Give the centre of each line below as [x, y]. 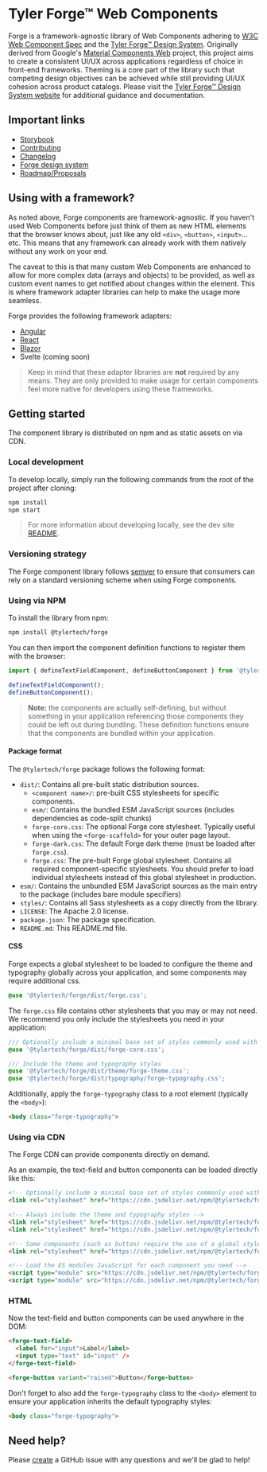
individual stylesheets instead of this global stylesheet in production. [144, 877]
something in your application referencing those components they [135, 716]
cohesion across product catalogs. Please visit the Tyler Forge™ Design [125, 86]
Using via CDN [37, 1137]
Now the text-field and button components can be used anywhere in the [126, 1318]
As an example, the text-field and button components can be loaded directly [133, 1170]
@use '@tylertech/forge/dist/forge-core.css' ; [87, 1049]
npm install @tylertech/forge [58, 633]
